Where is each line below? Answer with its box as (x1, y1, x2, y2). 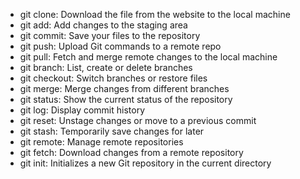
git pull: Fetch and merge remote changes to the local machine (19, 51, 278, 63)
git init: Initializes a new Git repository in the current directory (19, 157, 272, 169)
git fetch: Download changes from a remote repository (19, 147, 244, 158)
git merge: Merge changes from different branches (19, 83, 230, 94)
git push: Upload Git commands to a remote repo (19, 40, 222, 52)
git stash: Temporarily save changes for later (19, 125, 205, 137)
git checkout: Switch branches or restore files (19, 72, 208, 84)
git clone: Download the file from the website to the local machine (19, 9, 291, 20)
